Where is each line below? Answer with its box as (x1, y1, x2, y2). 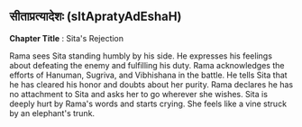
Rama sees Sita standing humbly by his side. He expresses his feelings (9, 50, 273, 61)
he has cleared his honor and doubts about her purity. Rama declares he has (9, 78, 294, 90)
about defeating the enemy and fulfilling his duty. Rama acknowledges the (9, 59, 285, 70)
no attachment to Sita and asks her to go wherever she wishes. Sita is (9, 88, 269, 99)
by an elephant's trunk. (9, 107, 96, 118)
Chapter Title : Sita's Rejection (9, 32, 124, 43)
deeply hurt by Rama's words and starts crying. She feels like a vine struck (9, 98, 287, 109)
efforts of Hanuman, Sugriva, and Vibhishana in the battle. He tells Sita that (9, 69, 288, 80)
